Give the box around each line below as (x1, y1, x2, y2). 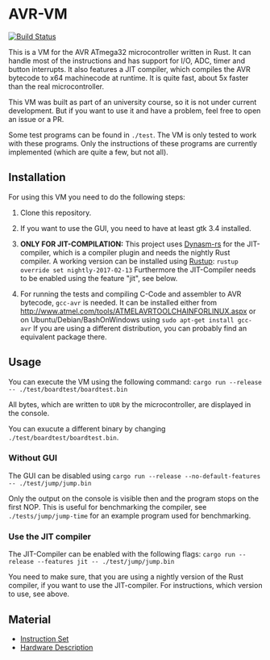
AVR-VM (8, 5, 68, 23)
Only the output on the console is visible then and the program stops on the (8, 494, 260, 503)
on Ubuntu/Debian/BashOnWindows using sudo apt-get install (19, 314, 235, 324)
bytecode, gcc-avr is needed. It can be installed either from (19, 297, 218, 307)
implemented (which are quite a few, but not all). (8, 147, 169, 157)
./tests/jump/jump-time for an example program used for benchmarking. (8, 511, 251, 520)
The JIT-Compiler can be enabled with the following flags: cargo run (8, 549, 236, 559)
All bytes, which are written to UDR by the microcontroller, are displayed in (8, 399, 251, 409)
